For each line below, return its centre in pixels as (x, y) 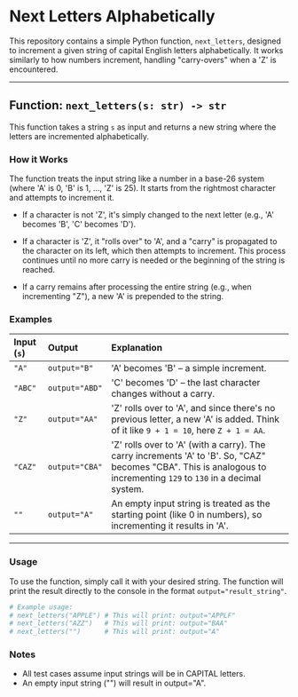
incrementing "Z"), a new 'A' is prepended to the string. (123, 297)
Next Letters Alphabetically (112, 16)
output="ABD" (75, 388)
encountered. (34, 69)
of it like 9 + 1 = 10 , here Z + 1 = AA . (188, 431)
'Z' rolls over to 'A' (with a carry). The (188, 445)
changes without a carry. (163, 394)
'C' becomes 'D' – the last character (185, 383)
